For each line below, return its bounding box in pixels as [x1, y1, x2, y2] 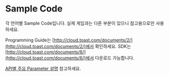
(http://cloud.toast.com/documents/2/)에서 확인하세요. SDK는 [5, 43, 132, 49]
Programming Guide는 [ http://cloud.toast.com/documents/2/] [5, 37, 133, 43]
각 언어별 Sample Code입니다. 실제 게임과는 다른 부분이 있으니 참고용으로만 [5, 20, 155, 26]
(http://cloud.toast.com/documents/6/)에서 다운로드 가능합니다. [5, 54, 135, 60]
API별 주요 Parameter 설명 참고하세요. [5, 65, 81, 71]
